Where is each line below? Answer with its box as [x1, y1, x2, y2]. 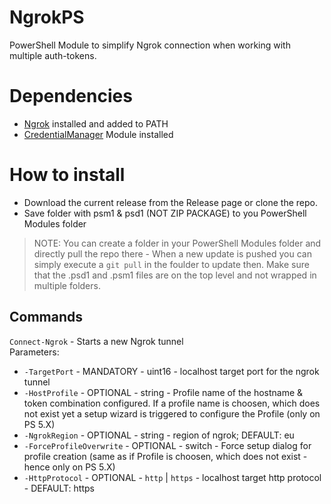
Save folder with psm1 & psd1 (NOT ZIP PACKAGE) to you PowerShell [23, 207, 307, 219]
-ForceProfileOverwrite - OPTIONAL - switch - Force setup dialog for [23, 439, 312, 451]
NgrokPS [9, 6, 85, 29]
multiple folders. [33, 279, 101, 291]
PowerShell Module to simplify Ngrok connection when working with [9, 39, 291, 51]
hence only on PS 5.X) [23, 461, 116, 473]
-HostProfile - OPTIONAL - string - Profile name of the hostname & [23, 386, 304, 398]
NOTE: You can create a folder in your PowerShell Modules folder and [33, 237, 322, 249]
